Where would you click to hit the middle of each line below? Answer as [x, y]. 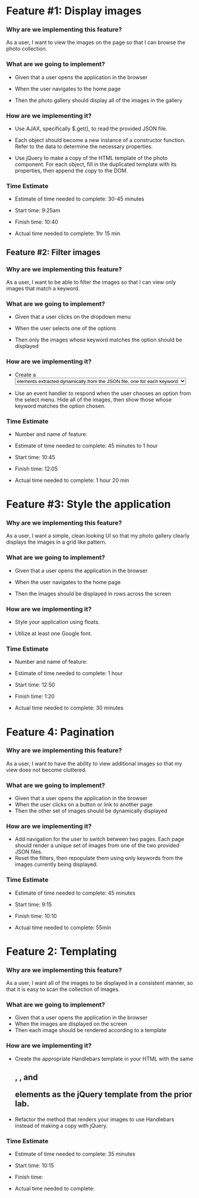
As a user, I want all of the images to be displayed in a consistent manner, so [99, 983]
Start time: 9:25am [37, 211]
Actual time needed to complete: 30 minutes [69, 708]
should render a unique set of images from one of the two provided [97, 845]
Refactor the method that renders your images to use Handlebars [94, 1119]
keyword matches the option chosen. [60, 406]
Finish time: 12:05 [36, 469]
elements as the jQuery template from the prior [103, 1095]
